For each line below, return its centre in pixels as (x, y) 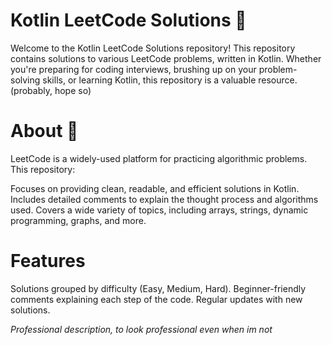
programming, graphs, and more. (78, 220)
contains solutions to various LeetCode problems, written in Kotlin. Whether (166, 58)
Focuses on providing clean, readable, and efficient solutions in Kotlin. (155, 188)
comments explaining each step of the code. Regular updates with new (156, 299)
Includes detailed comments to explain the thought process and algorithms (164, 199)
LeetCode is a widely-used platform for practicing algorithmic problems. (159, 158)
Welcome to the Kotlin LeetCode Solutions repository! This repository (153, 48)
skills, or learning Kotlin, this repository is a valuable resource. (170, 80)
